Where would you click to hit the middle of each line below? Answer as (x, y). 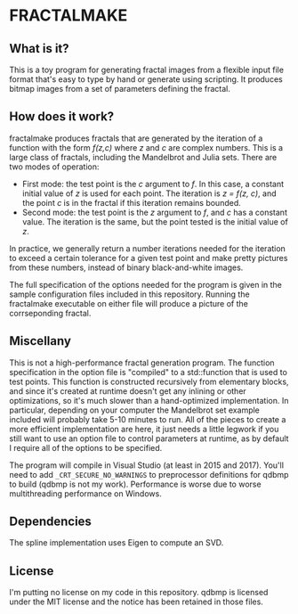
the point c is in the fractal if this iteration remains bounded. (132, 202)
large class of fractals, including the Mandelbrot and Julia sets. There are (143, 157)
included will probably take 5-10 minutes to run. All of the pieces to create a (148, 419)
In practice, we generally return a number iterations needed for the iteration (148, 248)
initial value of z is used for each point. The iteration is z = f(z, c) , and (149, 193)
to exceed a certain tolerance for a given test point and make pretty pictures (149, 258)
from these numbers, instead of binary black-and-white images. (126, 267)
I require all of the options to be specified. (86, 447)
